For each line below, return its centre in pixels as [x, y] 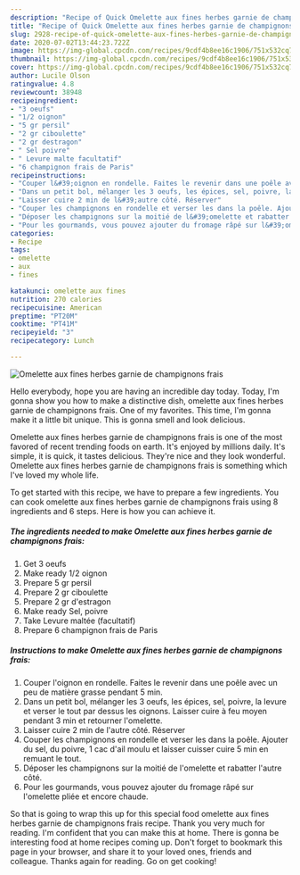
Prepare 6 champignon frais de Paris [90, 629]
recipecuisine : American [56, 308]
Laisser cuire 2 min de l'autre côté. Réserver [104, 729]
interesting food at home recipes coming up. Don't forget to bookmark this [146, 842]
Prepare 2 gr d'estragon [67, 601]
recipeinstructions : [49, 175]
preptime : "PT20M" [44, 316]
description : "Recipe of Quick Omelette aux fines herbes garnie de [140, 17]
